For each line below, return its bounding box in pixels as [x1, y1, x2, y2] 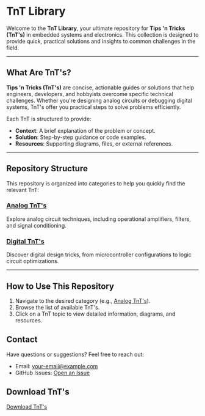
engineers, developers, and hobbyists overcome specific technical [6, 90, 174, 97]
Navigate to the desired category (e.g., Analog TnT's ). [15, 297, 151, 304]
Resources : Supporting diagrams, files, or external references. [15, 139, 173, 147]
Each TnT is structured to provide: [6, 115, 92, 122]
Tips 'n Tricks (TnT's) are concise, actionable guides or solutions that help [6, 84, 195, 91]
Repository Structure [6, 163, 88, 174]
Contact [6, 335, 38, 345]
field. [6, 44, 20, 51]
